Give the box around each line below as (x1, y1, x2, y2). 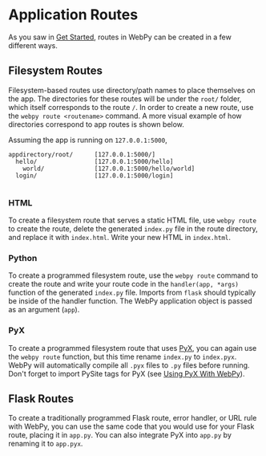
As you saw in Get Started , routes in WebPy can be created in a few (8, 32, 232, 42)
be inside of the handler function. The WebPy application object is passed (8, 296, 252, 306)
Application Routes (8, 6, 139, 24)
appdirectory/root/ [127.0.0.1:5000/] (8, 150, 156, 158)
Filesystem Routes (8, 64, 103, 78)
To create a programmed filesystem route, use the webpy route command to (8, 271, 259, 280)
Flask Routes (8, 392, 75, 406)
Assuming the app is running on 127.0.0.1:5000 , (8, 135, 167, 145)
